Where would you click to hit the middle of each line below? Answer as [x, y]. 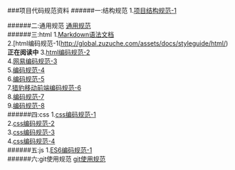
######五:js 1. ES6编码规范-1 [50, 150]
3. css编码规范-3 [31, 132]
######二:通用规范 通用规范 [49, 26]
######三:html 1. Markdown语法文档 [61, 34]
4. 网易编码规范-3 [32, 61]
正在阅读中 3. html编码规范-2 [49, 52]
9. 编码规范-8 [26, 106]
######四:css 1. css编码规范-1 [52, 115]
